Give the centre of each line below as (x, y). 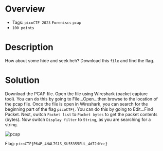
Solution (22, 80)
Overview (25, 9)
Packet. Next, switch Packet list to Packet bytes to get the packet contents (81, 114)
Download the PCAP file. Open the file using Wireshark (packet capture (76, 94)
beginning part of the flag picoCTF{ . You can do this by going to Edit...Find (79, 109)
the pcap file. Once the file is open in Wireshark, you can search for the (77, 104)
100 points (23, 28)
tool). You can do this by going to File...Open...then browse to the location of (81, 99)
